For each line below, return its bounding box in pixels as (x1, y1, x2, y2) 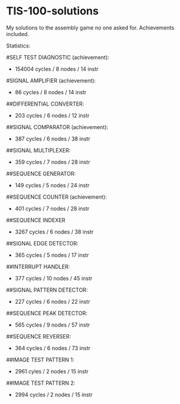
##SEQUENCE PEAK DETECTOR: (6, 309, 88, 316)
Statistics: (6, 42, 31, 49)
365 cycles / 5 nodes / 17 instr (14, 251, 89, 259)
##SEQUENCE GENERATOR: (6, 170, 76, 177)
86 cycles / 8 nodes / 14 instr (14, 88, 87, 95)
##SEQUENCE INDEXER (6, 216, 66, 223)
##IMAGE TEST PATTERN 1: (6, 356, 75, 363)
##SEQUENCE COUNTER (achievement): (6, 193, 107, 200)
